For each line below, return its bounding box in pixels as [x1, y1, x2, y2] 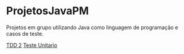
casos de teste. [6, 30, 44, 37]
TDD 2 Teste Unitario [6, 42, 58, 49]
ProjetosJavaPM [6, 4, 89, 18]
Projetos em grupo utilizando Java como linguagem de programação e [6, 24, 179, 31]
